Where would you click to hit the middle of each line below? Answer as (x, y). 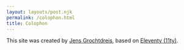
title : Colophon (27, 23)
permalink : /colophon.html (41, 18)
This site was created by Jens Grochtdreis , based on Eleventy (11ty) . (92, 41)
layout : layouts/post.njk (39, 12)
